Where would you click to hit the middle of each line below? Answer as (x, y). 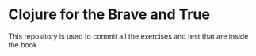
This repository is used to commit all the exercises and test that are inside (128, 36)
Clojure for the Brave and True (109, 15)
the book (23, 44)
